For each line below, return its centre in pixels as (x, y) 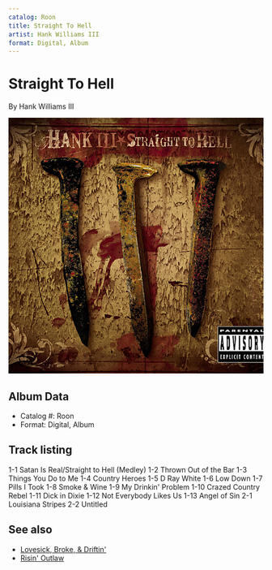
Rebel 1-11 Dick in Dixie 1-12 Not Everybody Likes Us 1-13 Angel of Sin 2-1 (130, 495)
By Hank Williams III (41, 106)
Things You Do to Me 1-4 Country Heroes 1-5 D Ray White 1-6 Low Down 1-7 (136, 478)
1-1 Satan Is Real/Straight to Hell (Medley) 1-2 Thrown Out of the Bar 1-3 (128, 469)
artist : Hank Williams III (54, 34)
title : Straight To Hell (50, 26)
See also (30, 530)
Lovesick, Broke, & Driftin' (63, 549)
